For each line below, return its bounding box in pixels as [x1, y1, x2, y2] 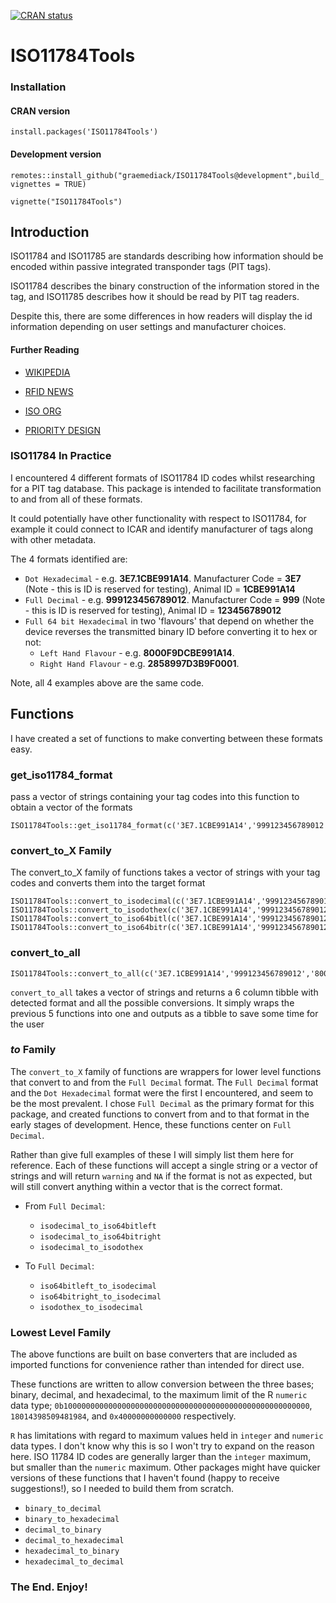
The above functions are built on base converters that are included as [10, 1348, 298, 1360]
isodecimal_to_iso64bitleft [39, 1221, 157, 1231]
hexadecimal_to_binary [24, 1546, 120, 1557]
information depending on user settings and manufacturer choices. [10, 321, 287, 333]
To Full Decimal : [24, 1260, 95, 1272]
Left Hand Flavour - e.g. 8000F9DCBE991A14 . [39, 646, 235, 659]
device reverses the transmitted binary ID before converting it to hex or [24, 625, 318, 637]
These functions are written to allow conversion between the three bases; [10, 1378, 315, 1390]
